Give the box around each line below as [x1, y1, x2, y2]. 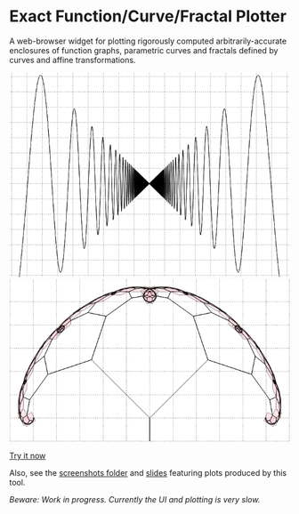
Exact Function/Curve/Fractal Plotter [9, 6, 287, 27]
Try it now [9, 450, 46, 461]
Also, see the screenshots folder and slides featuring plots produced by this [9, 467, 287, 478]
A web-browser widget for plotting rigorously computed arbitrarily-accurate [9, 36, 287, 46]
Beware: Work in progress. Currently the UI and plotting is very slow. [9, 494, 261, 504]
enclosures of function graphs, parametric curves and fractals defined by [9, 44, 279, 55]
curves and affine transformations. [9, 54, 136, 65]
